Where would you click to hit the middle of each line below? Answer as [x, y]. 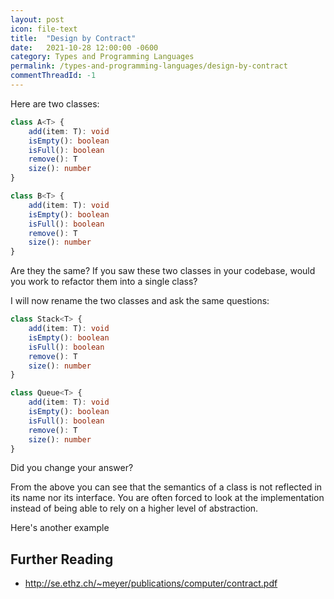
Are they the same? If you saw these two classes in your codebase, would [163, 271]
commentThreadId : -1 [53, 76]
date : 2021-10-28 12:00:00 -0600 [84, 47]
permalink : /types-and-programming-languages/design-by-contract [149, 66]
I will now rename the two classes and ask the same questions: [140, 301]
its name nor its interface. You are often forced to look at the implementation [167, 498]
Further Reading [62, 559]
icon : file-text [44, 29]
